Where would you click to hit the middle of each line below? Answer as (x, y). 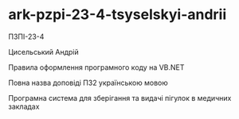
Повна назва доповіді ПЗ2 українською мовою (88, 83)
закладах (24, 106)
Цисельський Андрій (44, 52)
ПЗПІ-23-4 (26, 36)
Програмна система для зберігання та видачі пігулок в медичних (120, 98)
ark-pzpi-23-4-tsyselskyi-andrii (118, 15)
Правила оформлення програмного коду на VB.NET (96, 67)
